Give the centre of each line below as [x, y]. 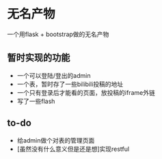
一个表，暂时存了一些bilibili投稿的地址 [70, 84]
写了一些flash [36, 101]
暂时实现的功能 [39, 58]
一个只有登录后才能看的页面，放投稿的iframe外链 [86, 92]
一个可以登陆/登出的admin [54, 75]
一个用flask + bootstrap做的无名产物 [58, 34]
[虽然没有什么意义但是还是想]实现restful [73, 149]
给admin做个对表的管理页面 [56, 140]
